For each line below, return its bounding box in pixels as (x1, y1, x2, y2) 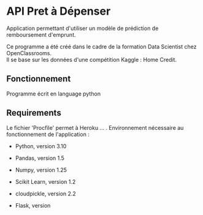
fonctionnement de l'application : (6, 130, 90, 138)
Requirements (6, 108, 61, 118)
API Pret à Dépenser (6, 4, 111, 18)
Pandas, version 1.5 (15, 154, 64, 162)
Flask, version (15, 202, 51, 209)
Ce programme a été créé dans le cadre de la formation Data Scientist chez (6, 43, 197, 50)
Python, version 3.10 (15, 142, 67, 149)
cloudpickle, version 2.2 (15, 190, 77, 197)
